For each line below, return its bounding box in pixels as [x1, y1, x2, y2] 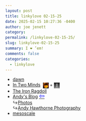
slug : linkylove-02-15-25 [5, 41, 59, 46]
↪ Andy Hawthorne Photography [12, 105, 81, 111]
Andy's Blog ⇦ [12, 92, 45, 100]
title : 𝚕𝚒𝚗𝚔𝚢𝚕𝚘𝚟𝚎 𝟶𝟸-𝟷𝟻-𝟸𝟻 [5, 13, 62, 19]
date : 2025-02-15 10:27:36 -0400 [5, 19, 75, 24]
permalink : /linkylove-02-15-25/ [5, 35, 75, 40]
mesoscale [12, 110, 35, 116]
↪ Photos [12, 99, 33, 105]
